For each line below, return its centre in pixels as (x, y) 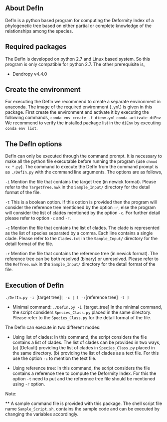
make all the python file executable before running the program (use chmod (82, 161)
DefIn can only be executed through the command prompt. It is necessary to (83, 156)
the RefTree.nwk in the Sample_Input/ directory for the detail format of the (80, 264)
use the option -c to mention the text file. (54, 358)
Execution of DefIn (34, 285)
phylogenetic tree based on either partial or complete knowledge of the (79, 26)
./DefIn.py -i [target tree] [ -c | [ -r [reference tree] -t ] (67, 297)
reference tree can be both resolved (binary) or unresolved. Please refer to (82, 259)
